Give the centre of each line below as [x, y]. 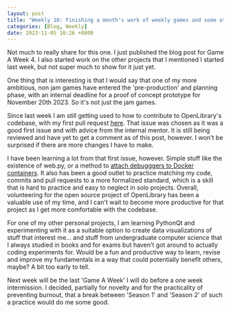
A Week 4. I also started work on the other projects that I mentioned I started [115, 60]
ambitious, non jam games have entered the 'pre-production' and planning [112, 88]
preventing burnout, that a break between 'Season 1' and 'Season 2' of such [115, 295]
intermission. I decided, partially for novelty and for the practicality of [105, 287]
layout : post [26, 13]
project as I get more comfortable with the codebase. [82, 210]
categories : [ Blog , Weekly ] [47, 26]
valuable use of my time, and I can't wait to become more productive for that [115, 202]
